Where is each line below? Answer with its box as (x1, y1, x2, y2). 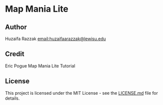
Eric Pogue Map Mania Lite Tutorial (5, 63, 76, 69)
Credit (5, 50, 24, 58)
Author (5, 23, 27, 31)
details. (5, 95, 20, 101)
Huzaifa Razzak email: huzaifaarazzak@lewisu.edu (5, 36, 106, 42)
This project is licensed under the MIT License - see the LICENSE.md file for (5, 90, 158, 96)
